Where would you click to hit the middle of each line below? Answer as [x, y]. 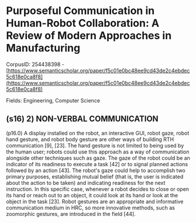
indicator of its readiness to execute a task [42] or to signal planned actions [97, 164]
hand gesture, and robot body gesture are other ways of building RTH [90, 139]
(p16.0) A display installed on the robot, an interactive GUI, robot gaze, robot [98, 133]
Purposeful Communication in [80, 11]
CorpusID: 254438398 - [35, 64]
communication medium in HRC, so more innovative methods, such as [91, 207]
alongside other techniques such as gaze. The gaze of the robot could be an [98, 158]
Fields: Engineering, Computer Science [53, 100]
